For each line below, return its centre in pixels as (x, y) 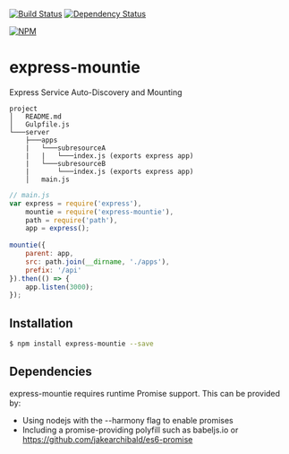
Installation (41, 323)
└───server (30, 132)
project (24, 109)
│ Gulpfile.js (39, 124)
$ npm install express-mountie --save (81, 344)
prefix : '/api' (54, 270)
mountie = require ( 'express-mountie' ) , (100, 212)
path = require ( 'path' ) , (72, 220)
